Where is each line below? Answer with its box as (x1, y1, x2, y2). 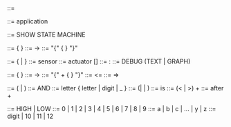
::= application (7, 17, 48, 25)
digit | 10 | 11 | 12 (7, 112, 54, 120)
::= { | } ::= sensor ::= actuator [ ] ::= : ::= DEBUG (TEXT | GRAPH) (7, 57, 191, 66)
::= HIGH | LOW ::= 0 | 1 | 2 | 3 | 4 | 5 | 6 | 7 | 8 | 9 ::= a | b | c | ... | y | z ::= (7, 105, 216, 113)
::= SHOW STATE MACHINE (7, 30, 86, 39)
